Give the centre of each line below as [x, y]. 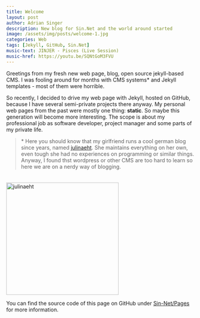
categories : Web [26, 40]
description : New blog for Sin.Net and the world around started [89, 28]
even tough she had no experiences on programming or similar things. [107, 154]
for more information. [32, 310]
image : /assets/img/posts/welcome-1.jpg [57, 34]
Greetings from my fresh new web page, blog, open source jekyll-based [95, 73]
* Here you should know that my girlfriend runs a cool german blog [103, 141]
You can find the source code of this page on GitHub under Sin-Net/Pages [98, 303]
